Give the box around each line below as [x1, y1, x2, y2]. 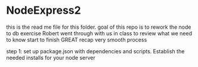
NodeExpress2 [6, 4, 82, 17]
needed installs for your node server [6, 54, 95, 61]
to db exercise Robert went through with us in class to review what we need [6, 29, 193, 36]
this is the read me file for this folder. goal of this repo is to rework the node [6, 23, 192, 31]
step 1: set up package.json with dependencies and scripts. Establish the [6, 47, 185, 54]
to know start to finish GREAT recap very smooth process [6, 36, 147, 43]
